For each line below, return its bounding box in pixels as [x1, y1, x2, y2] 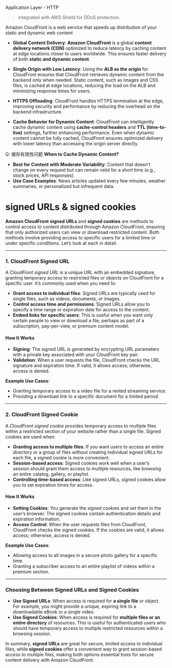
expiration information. [12, 516, 61, 522]
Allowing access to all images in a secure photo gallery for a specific [12, 552, 158, 558]
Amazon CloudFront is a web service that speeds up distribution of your [5, 24, 157, 30]
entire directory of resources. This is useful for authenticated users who [12, 620, 166, 626]
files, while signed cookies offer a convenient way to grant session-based [5, 646, 162, 652]
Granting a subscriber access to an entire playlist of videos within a [12, 563, 155, 569]
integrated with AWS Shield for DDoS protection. [17, 14, 120, 20]
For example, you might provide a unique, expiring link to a [12, 603, 137, 609]
